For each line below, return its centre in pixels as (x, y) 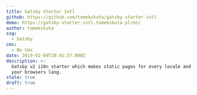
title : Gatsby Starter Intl (41, 12)
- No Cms (22, 50)
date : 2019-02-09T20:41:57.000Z (46, 55)
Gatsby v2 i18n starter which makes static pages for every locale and (101, 66)
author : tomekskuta (30, 28)
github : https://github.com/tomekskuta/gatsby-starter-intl (82, 17)
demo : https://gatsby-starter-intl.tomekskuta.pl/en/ (74, 22)
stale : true (21, 77)
